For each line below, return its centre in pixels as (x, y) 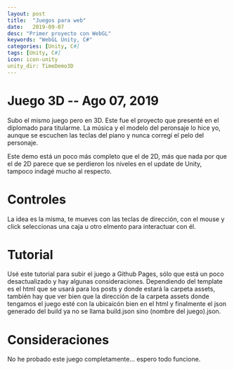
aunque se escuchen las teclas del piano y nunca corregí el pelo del (106, 135)
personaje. (23, 143)
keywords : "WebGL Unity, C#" (50, 40)
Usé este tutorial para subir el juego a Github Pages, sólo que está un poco (116, 274)
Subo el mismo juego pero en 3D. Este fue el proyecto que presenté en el (113, 120)
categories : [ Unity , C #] (44, 46)
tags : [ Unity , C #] (34, 53)
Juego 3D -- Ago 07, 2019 (83, 101)
